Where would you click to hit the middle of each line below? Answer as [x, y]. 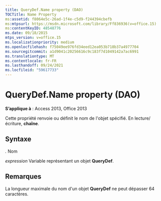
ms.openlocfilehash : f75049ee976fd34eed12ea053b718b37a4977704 [72, 47]
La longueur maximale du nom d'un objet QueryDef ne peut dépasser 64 [80, 189]
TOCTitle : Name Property [31, 14]
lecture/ [142, 118]
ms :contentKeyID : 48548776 [33, 28]
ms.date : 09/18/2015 [27, 33]
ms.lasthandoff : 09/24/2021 [34, 65]
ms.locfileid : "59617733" [32, 70]
